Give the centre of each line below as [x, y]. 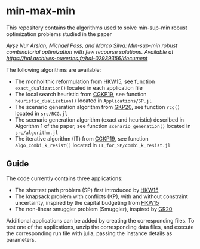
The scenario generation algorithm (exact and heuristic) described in [99, 119]
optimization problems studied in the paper [59, 34]
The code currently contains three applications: [64, 178]
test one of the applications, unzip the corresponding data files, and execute [100, 227]
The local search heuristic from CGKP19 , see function [81, 94]
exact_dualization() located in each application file [79, 87]
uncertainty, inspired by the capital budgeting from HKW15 [87, 202]
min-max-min [41, 11]
